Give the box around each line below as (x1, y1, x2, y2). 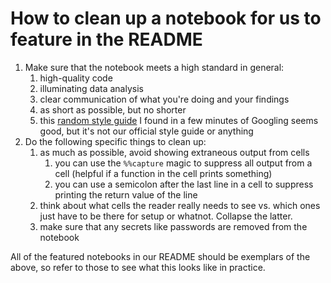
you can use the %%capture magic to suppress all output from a (54, 157, 313, 169)
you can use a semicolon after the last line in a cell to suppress (54, 178, 314, 190)
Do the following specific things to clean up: (24, 135, 207, 147)
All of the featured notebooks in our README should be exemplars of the (10, 250, 311, 262)
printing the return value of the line (54, 188, 198, 201)
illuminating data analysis (39, 82, 144, 94)
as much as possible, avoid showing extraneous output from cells (39, 146, 310, 158)
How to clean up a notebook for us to (10, 7, 322, 30)
